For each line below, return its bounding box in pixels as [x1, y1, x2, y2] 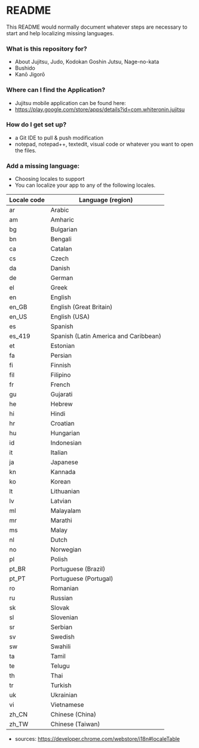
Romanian [50, 584, 79, 593]
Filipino [50, 371, 71, 379]
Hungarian [50, 429, 80, 438]
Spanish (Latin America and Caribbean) [50, 332, 161, 340]
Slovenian [50, 613, 78, 621]
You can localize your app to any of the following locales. [14, 181, 156, 189]
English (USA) [50, 313, 90, 321]
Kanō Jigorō [14, 71, 45, 78]
